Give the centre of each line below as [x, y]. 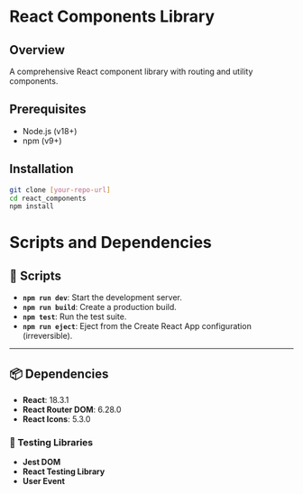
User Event [44, 481]
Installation [41, 169]
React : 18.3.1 [46, 400]
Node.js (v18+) [50, 131]
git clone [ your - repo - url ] [60, 190]
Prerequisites [48, 110]
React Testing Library [64, 471]
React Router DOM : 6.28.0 [72, 410]
